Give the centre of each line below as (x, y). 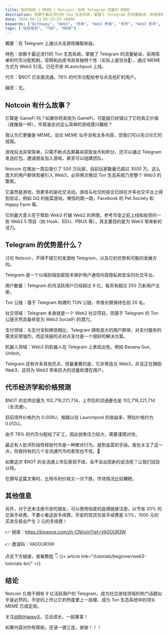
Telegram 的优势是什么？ (44, 245)
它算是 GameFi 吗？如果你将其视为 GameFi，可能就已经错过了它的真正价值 (82, 118)
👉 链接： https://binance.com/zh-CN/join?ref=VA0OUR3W (66, 532)
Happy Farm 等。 (23, 204)
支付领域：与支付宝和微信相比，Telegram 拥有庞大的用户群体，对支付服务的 (83, 330)
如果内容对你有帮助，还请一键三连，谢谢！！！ (53, 627)
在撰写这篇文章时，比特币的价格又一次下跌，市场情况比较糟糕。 (71, 478)
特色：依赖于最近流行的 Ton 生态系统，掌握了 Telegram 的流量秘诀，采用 (80, 54)
